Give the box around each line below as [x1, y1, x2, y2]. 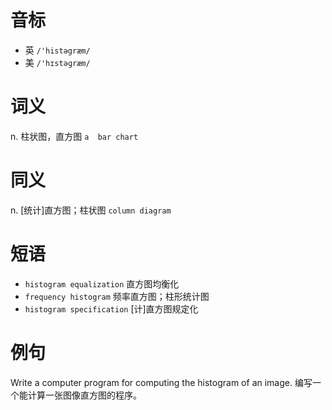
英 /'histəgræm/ [24, 44, 91, 56]
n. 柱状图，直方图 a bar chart [10, 130, 139, 142]
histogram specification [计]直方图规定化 [24, 302, 199, 315]
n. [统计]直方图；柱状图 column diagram [10, 204, 172, 216]
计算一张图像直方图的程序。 [27, 389, 142, 401]
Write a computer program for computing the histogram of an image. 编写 [10, 376, 313, 388]
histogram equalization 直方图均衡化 [24, 277, 180, 290]
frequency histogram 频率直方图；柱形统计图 [24, 290, 210, 302]
